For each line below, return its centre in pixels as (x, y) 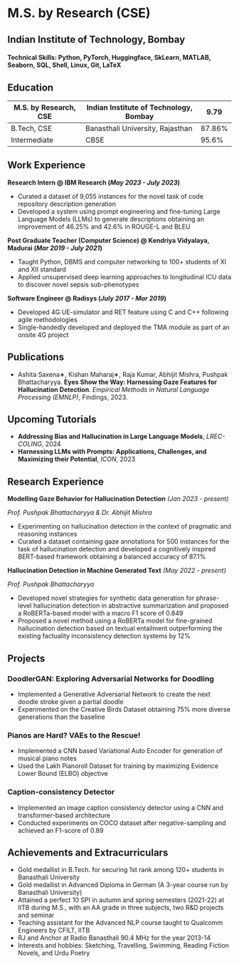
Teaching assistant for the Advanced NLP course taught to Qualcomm (120, 923)
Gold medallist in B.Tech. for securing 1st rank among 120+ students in (121, 870)
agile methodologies (48, 319)
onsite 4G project (43, 335)
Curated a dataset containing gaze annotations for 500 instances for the (123, 541)
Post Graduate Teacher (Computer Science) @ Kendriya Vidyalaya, (108, 240)
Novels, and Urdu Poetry (54, 953)
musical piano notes (47, 758)
